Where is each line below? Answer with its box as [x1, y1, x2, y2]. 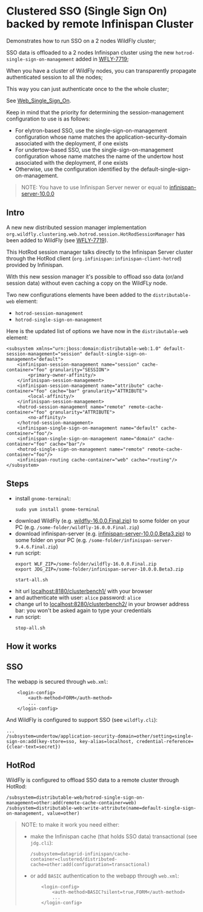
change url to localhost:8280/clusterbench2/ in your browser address [15, 600, 190, 607]
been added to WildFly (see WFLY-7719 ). [6, 236, 108, 243]
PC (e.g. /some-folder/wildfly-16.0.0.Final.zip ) [15, 523, 139, 530]
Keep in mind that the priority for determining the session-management [6, 108, 184, 116]
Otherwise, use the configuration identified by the [15, 165, 139, 173]
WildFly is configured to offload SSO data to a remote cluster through [6, 776, 179, 784]
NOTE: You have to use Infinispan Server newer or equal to [21, 183, 168, 191]
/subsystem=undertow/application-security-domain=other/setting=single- [6, 733, 194, 739]
